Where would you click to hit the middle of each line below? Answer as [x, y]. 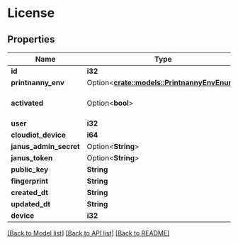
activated [27, 103]
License [31, 13]
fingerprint [29, 181]
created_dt [29, 193]
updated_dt [31, 204]
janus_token [32, 158]
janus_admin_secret [45, 146]
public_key [30, 170]
